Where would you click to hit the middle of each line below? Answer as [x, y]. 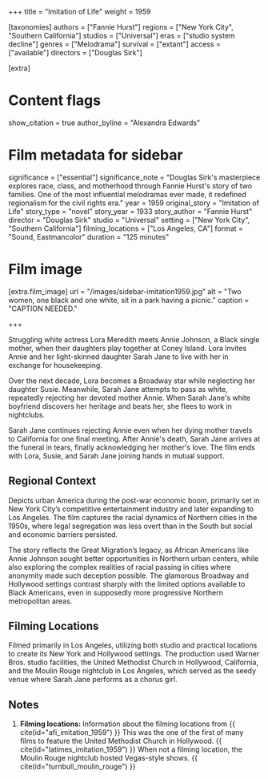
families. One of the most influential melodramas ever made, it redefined [127, 194]
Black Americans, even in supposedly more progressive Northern [116, 592]
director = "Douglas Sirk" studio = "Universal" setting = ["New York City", [129, 220]
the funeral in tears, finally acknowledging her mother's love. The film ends [132, 447]
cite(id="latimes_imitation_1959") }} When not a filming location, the [131, 749]
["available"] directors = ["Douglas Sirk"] [75, 52]
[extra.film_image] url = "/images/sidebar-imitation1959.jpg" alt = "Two [125, 291]
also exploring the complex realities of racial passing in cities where [120, 567]
